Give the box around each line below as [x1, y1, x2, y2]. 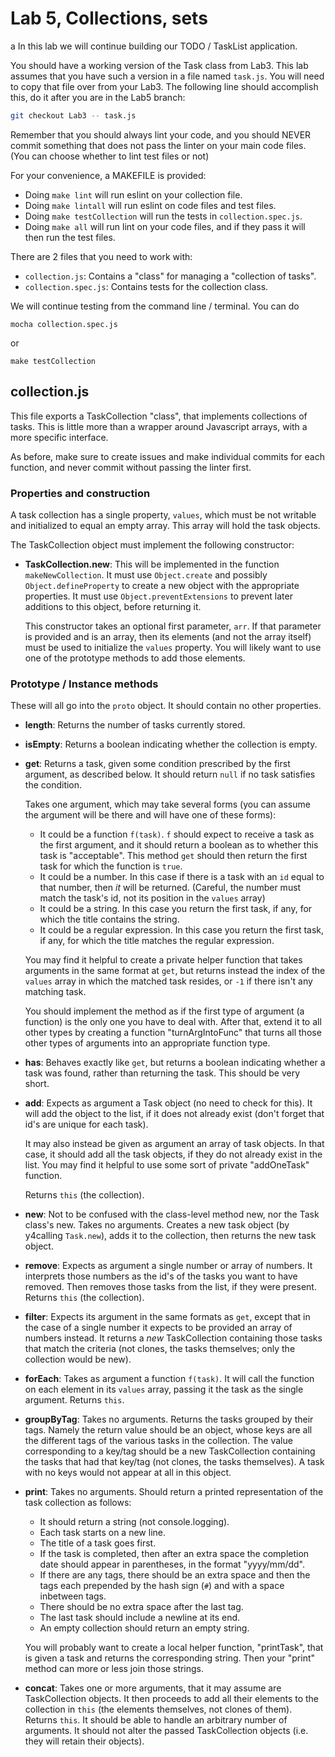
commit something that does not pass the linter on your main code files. [10, 139, 307, 151]
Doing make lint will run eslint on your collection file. [24, 188, 243, 201]
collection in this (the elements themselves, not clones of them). [24, 1703, 293, 1716]
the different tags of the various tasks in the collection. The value [24, 1435, 293, 1447]
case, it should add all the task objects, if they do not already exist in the [24, 1148, 323, 1161]
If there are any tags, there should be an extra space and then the [39, 1569, 311, 1581]
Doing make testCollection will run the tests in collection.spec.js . [24, 210, 303, 222]
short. [24, 1078, 50, 1090]
